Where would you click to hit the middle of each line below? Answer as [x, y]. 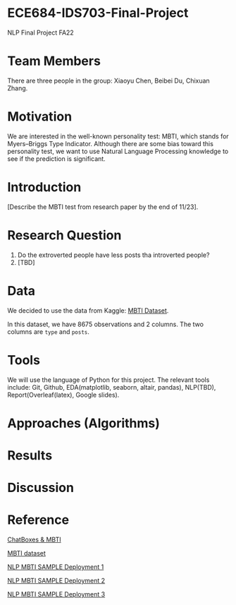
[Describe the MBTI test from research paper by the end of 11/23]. [103, 207]
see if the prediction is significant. [56, 158]
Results [30, 455]
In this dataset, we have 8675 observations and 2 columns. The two [106, 324]
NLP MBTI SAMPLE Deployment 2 [56, 581]
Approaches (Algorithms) [84, 423]
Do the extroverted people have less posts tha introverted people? [113, 255]
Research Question [64, 235]
